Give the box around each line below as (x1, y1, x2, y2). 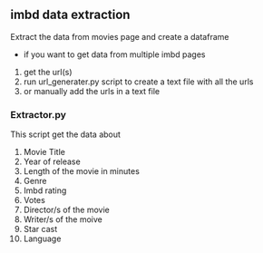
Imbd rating (23, 185, 67, 196)
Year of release (23, 156, 81, 167)
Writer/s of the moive (23, 214, 102, 225)
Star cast (23, 224, 58, 235)
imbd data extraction (10, 7, 131, 23)
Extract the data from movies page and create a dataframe (10, 31, 229, 42)
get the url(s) (23, 66, 73, 77)
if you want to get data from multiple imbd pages (23, 49, 206, 60)
